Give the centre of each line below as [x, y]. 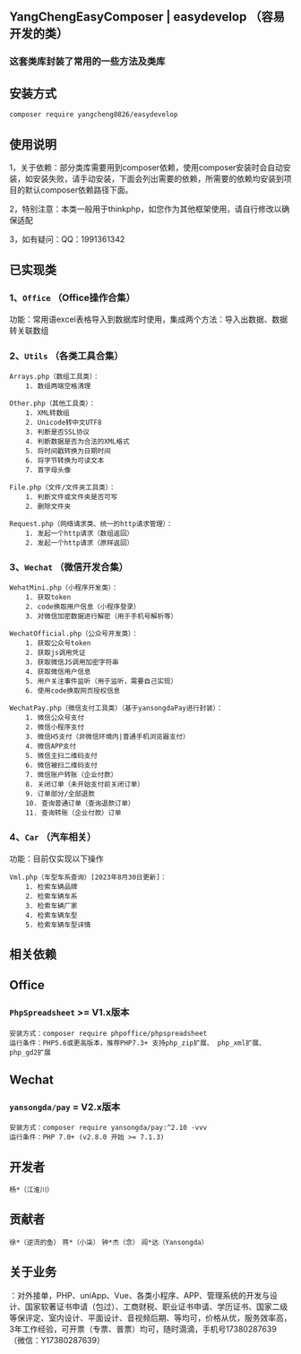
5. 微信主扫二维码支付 [62, 756]
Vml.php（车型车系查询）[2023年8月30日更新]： [88, 877]
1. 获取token [48, 598]
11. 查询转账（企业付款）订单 [73, 813]
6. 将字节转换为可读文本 [65, 461]
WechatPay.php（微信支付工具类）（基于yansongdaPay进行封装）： [116, 708]
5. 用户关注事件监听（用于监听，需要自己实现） [101, 681]
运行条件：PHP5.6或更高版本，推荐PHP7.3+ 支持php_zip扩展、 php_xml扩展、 [138, 1043]
